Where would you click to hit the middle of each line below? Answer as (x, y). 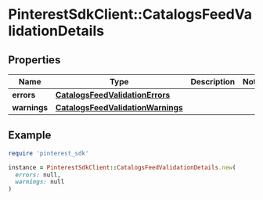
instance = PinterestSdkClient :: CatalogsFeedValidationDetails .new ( (122, 167)
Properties (34, 60)
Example (30, 136)
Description (213, 82)
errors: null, (38, 175)
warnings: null (40, 182)
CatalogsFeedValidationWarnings (119, 107)
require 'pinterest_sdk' (49, 153)
